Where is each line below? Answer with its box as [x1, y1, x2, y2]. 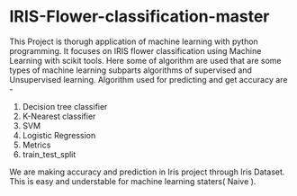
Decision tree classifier [22, 101, 108, 111]
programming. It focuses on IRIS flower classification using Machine [9, 45, 262, 56]
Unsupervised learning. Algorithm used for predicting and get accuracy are [9, 74, 288, 85]
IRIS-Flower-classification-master [9, 6, 270, 27]
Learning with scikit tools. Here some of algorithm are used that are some [9, 55, 282, 66]
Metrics [22, 139, 51, 150]
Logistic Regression [22, 129, 96, 140]
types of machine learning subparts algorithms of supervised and [9, 65, 252, 76]
